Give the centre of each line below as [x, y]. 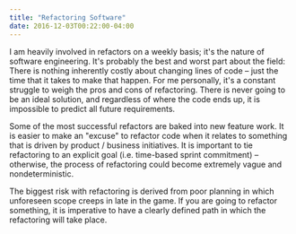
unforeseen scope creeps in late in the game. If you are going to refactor [144, 200]
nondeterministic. [42, 173]
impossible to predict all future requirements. [92, 108]
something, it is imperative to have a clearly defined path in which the [138, 210]
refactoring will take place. [58, 220]
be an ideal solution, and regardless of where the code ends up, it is [135, 99]
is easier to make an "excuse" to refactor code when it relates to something [148, 135]
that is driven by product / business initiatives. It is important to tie [131, 145]
